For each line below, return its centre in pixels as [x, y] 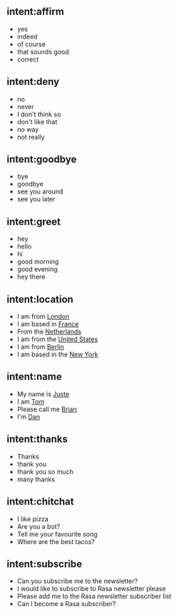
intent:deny [33, 82]
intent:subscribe [45, 564]
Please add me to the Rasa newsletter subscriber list [94, 596]
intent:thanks [37, 439]
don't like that [37, 121]
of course [31, 44]
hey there [31, 277]
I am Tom [31, 401]
